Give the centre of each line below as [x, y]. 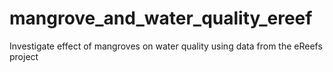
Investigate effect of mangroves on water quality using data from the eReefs [166, 46]
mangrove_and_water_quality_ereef [161, 18]
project [24, 56]
